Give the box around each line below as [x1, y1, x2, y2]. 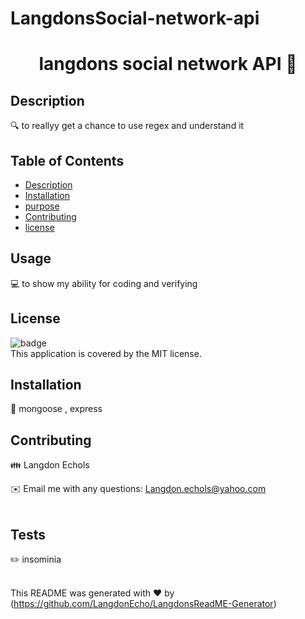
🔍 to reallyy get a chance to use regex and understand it [10, 120, 245, 132]
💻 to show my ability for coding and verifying [10, 277, 198, 289]
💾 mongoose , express [10, 403, 103, 415]
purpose [24, 200, 60, 212]
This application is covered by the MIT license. [10, 347, 202, 359]
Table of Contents [10, 152, 125, 169]
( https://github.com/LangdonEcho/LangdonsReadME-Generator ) [10, 598, 277, 610]
